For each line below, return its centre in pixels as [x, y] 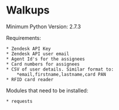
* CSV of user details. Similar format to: [60, 69]
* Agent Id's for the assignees [45, 59]
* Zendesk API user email [38, 54]
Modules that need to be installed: [47, 90]
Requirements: [23, 38]
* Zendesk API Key [28, 49]
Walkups [28, 10]
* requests [19, 101]
